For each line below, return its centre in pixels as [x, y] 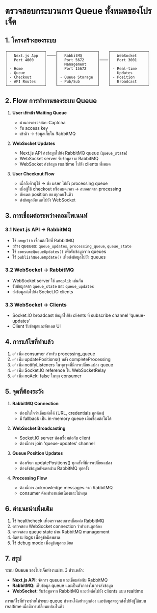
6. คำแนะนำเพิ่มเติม [29, 509]
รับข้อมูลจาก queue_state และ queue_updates [53, 286]
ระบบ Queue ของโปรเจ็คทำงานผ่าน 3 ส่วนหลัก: [45, 570]
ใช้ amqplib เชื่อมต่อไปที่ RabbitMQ [43, 240]
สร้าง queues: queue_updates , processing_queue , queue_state [72, 246]
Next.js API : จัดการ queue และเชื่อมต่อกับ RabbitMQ [60, 580]
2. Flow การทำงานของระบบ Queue [51, 101]
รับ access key [34, 128]
